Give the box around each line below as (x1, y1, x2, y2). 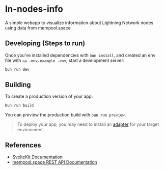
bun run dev (5, 67, 29, 72)
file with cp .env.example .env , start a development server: (5, 57, 125, 63)
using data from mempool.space (5, 25, 71, 30)
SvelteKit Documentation (12, 154, 63, 160)
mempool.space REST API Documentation (12, 159, 97, 165)
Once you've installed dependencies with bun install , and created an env (5, 52, 156, 58)
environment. (17, 127, 44, 133)
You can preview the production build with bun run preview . (5, 112, 126, 118)
